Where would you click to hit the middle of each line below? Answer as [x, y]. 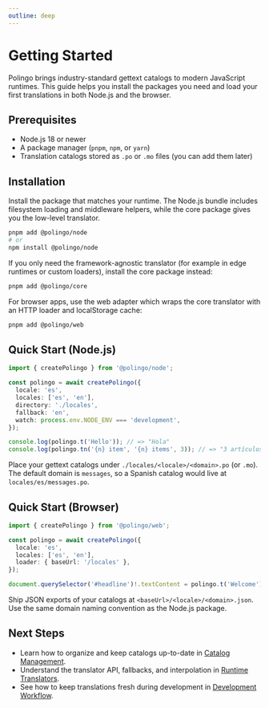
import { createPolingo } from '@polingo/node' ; [91, 368]
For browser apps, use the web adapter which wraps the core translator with [134, 301]
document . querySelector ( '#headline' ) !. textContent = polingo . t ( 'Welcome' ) [136, 584]
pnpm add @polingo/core [48, 286]
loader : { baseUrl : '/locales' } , [73, 563]
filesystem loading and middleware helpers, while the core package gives [129, 210]
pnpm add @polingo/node [48, 233]
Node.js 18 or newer [53, 139]
